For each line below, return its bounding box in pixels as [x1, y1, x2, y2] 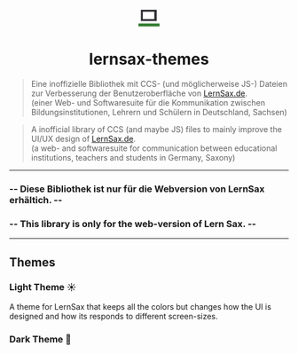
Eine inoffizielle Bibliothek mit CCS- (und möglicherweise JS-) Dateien [30, 78, 288, 89]
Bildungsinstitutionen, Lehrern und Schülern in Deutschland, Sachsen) [30, 106, 288, 117]
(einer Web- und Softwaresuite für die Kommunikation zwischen [30, 97, 266, 107]
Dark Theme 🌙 [9, 333, 72, 345]
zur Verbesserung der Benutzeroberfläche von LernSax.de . [30, 88, 248, 98]
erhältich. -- [9, 193, 63, 206]
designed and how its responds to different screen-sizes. [9, 311, 219, 321]
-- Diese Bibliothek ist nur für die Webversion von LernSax [9, 183, 265, 195]
